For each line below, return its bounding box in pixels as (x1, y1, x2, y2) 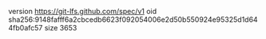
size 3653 (44, 23, 77, 32)
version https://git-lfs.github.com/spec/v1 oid (8, 7, 157, 16)
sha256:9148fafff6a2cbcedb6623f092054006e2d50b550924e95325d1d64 (8, 15, 258, 24)
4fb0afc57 (8, 23, 43, 32)
